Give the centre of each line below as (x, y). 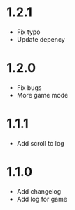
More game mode (42, 95)
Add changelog (39, 191)
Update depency (41, 39)
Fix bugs (29, 87)
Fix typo (28, 32)
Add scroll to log (40, 143)
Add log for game (42, 199)
